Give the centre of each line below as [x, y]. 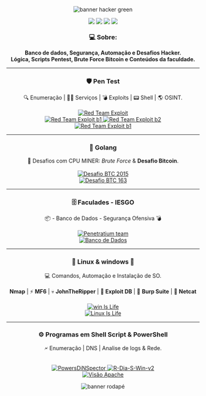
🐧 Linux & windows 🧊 [103, 262]
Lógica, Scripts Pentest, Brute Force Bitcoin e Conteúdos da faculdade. [103, 59]
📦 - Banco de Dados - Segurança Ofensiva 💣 [103, 218]
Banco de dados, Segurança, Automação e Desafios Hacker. [103, 53]
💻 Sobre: [103, 37]
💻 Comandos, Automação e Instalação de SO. [103, 275]
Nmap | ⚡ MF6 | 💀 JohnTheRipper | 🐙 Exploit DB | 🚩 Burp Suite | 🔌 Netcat [103, 291]
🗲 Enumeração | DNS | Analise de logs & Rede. [103, 348]
